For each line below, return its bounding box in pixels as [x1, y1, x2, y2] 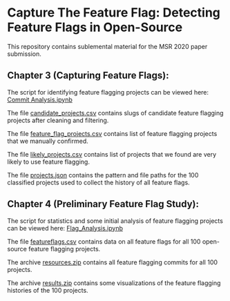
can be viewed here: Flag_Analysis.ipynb [7, 224, 123, 232]
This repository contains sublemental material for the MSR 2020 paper [7, 42, 208, 50]
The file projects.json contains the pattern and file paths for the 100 [7, 171, 199, 179]
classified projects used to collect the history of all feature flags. [7, 178, 190, 186]
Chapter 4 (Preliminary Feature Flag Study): [7, 198, 199, 210]
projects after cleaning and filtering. [7, 116, 109, 124]
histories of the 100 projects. [7, 286, 88, 294]
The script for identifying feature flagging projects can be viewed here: [7, 88, 209, 96]
